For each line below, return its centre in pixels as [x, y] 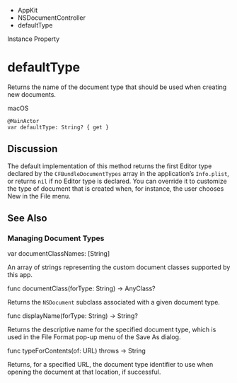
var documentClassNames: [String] [59, 254]
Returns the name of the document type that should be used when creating [117, 87]
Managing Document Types [56, 238]
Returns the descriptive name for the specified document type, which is [112, 330]
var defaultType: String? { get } [58, 127]
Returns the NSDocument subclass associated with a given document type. [114, 302]
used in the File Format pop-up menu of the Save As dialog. [94, 337]
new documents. [32, 94]
